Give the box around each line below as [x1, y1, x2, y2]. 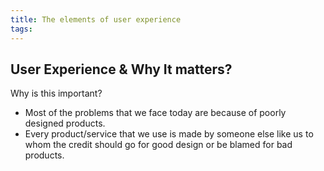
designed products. [24, 117, 106, 130]
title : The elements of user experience [10, 14, 182, 25]
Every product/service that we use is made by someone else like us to [24, 128, 314, 140]
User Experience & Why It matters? [10, 61, 233, 78]
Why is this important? [10, 87, 103, 100]
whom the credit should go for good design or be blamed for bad [24, 139, 293, 151]
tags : [10, 24, 33, 34]
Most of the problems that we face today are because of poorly [24, 107, 287, 119]
